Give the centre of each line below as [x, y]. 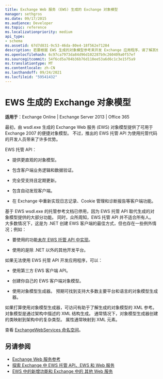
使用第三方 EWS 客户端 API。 [41, 270]
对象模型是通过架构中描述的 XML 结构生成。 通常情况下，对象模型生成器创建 [81, 313]
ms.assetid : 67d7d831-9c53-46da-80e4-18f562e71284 [57, 45]
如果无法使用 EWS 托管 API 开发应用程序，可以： [54, 260]
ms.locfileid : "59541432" [31, 77]
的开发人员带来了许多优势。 [33, 139]
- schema [14, 41]
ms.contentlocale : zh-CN [30, 68]
